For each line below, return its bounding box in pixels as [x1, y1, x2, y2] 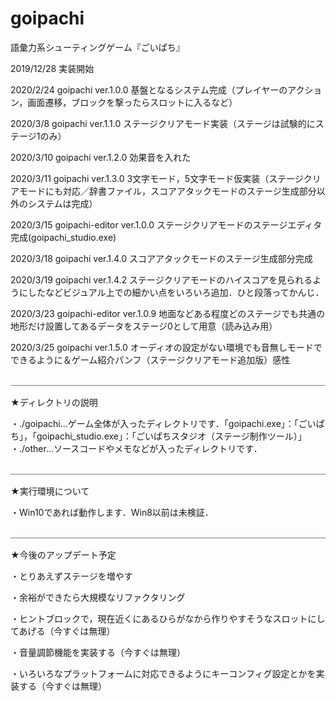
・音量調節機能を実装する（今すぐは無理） [10, 646, 186, 658]
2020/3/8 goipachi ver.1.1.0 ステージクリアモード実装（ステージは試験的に [10, 117, 316, 129]
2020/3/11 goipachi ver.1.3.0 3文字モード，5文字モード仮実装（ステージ [10, 172, 304, 184]
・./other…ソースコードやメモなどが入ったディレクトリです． [10, 442, 263, 454]
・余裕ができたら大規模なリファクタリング [10, 591, 186, 603]
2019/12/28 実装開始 [10, 62, 95, 74]
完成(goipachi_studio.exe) [10, 231, 117, 243]
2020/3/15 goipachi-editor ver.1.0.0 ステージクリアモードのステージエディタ [10, 218, 323, 231]
